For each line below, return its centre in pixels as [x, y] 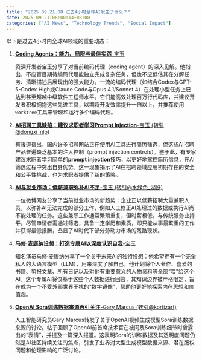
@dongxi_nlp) [32, 132]
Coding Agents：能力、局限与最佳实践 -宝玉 [70, 54]
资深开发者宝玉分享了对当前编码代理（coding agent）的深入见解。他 [100, 67]
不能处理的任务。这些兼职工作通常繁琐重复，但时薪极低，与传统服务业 [102, 216]
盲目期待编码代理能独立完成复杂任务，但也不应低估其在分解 [110, 74]
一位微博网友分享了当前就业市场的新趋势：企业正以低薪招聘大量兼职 [99, 200]
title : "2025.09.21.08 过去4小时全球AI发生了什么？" [68, 12]
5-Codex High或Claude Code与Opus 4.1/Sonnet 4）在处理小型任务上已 [103, 90]
